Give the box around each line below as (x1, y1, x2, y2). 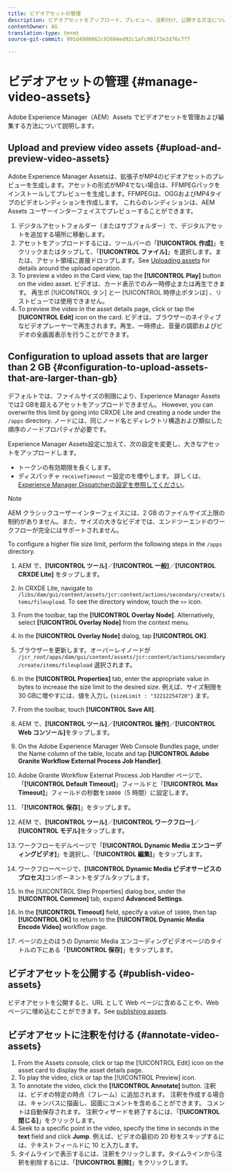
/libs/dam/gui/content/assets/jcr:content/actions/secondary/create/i (17, 591, 226, 598)
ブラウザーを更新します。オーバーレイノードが (17, 646, 151, 654)
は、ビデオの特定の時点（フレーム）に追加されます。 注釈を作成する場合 (17, 1091, 225, 1099)
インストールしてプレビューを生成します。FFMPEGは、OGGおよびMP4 (8, 189, 210, 197)
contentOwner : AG (8, 23, 58, 30)
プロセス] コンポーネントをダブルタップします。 (17, 873, 153, 881)
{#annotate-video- (136, 1029, 220, 1041)
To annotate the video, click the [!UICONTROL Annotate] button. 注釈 (17, 1082, 216, 1090)
